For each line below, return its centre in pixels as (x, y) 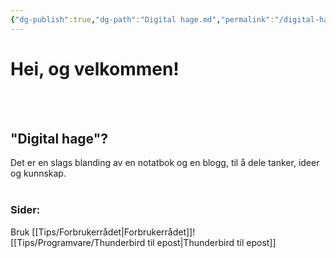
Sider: (25, 210)
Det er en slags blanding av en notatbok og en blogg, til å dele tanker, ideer (165, 163)
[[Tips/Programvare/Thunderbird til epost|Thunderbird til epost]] (143, 242)
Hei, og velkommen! (95, 68)
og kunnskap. (38, 173)
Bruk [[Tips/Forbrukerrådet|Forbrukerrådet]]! (103, 232)
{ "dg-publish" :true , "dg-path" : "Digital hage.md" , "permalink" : (142, 19)
